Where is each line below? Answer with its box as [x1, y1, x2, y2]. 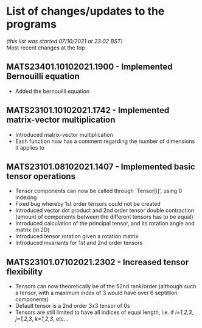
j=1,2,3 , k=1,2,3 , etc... [15, 315, 69, 323]
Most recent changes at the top [6, 44, 85, 51]
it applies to [15, 144, 44, 151]
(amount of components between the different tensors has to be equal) [15, 213, 193, 220]
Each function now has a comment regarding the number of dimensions [15, 137, 195, 145]
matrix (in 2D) [15, 226, 50, 233]
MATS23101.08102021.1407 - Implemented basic [6, 161, 196, 172]
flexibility [6, 266, 43, 277]
